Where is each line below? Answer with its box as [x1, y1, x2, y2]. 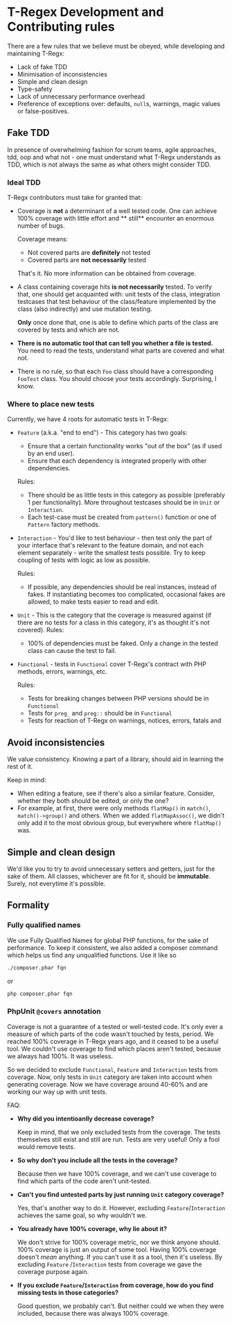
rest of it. [7, 763, 33, 771]
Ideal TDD [7, 178, 42, 187]
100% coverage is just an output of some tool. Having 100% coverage [17, 1245, 217, 1253]
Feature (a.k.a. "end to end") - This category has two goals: [17, 428, 188, 437]
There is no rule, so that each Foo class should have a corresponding [17, 367, 213, 375]
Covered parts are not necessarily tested [27, 256, 147, 264]
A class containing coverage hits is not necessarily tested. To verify [17, 282, 213, 291]
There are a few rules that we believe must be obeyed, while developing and [7, 42, 225, 50]
